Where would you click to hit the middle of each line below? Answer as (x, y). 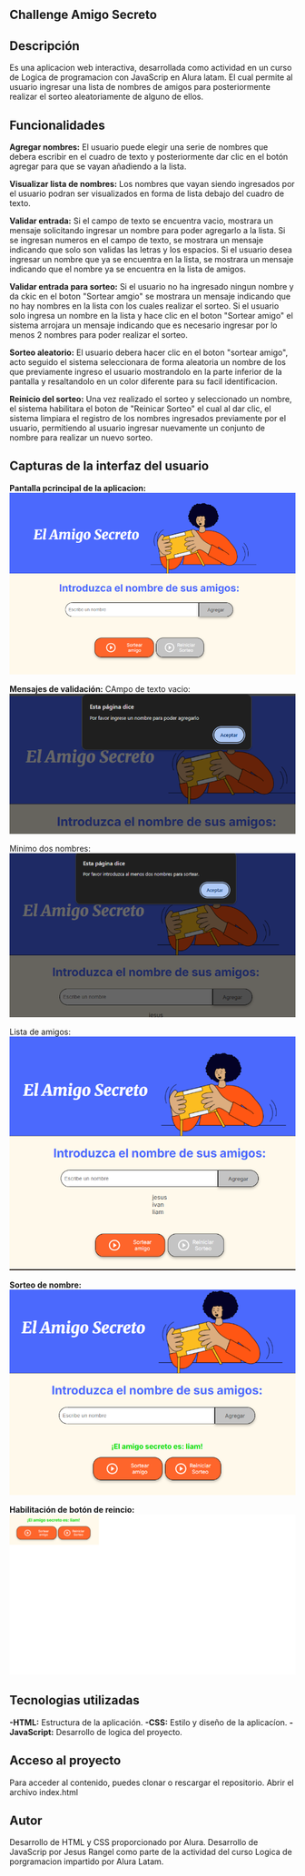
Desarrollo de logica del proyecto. (119, 1732)
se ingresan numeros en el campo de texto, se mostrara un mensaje (137, 241)
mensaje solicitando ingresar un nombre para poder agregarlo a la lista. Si (148, 231)
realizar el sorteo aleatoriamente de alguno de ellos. (107, 97)
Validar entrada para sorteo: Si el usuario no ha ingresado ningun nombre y (152, 287)
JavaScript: (32, 1732)
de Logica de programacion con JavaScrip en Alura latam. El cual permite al (151, 77)
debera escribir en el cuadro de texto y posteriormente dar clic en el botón (149, 157)
